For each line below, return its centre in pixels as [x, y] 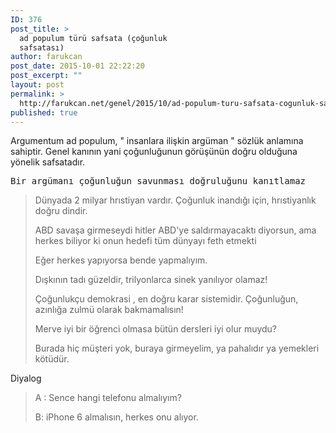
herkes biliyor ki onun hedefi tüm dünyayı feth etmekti [145, 241]
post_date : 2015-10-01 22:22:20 [77, 66]
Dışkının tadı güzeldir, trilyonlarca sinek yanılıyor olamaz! [151, 280]
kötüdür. [52, 359]
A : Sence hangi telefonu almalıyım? [108, 398]
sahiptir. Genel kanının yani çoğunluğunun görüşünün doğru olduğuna [154, 152]
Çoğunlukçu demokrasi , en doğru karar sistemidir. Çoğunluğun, [166, 299]
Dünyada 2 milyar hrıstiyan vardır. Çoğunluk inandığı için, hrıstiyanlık [175, 200]
